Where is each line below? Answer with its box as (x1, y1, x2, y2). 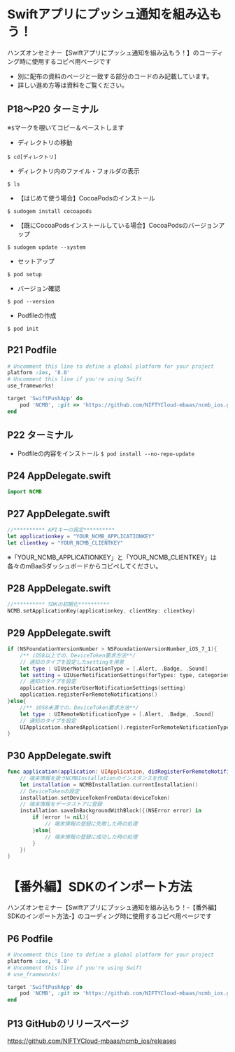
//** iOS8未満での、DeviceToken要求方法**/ (20, 704, 139, 711)
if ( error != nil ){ (32, 814, 90, 821)
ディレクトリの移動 (17, 138, 73, 146)
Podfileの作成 (17, 311, 57, 320)
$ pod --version (7, 298, 55, 305)
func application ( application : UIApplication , (7, 768, 145, 775)
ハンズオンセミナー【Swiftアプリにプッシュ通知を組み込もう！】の (7, 48, 199, 57)
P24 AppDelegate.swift (7, 470, 111, 481)
